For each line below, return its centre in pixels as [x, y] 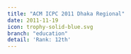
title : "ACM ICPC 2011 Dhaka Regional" [66, 14]
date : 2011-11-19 [33, 20]
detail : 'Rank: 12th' [39, 40]
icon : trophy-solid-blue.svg [50, 27]
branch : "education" [38, 33]
